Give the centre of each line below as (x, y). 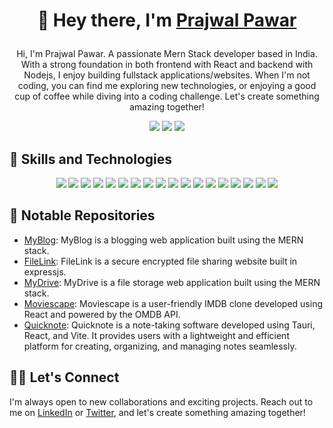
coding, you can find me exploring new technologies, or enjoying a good (167, 86)
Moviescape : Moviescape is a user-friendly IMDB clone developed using (173, 303)
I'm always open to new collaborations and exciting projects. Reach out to (161, 401)
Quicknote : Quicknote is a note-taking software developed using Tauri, (169, 325)
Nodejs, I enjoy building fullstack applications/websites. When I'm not (167, 75)
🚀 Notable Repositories (82, 215)
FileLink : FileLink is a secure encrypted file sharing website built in (160, 261)
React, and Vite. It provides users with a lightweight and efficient (156, 335)
